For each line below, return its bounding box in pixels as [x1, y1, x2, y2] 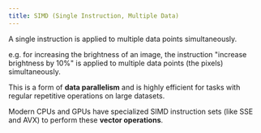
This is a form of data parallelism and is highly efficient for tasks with [8, 82, 241, 92]
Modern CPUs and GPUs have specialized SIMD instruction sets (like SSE [8, 106, 254, 116]
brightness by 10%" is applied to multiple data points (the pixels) [8, 58, 224, 68]
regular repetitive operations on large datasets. [8, 90, 165, 101]
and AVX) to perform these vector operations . [8, 114, 164, 125]
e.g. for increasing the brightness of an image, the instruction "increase [8, 49, 247, 59]
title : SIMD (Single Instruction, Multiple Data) [8, 11, 180, 20]
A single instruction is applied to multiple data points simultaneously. [8, 34, 237, 44]
